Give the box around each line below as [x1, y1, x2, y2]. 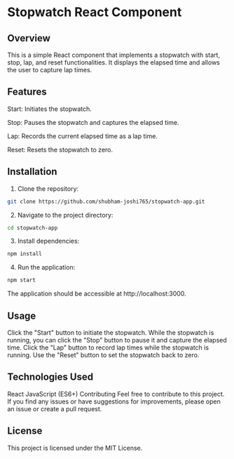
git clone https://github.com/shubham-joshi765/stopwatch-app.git [7, 198, 205, 205]
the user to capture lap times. [7, 66, 92, 74]
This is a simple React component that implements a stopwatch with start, [7, 51, 221, 59]
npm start [7, 277, 36, 284]
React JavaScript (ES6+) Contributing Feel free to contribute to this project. [7, 390, 225, 398]
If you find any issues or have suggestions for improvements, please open [7, 397, 221, 406]
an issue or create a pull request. [7, 404, 102, 413]
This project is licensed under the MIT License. [7, 444, 143, 452]
